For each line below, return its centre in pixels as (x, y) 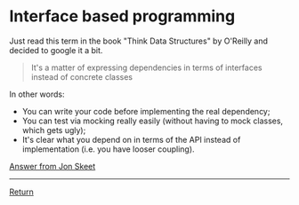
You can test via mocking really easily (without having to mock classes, (152, 121)
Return (21, 192)
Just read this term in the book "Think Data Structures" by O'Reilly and (139, 41)
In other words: (37, 94)
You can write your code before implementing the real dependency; (146, 111)
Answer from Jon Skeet (53, 166)
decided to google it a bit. (56, 50)
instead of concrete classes (82, 76)
